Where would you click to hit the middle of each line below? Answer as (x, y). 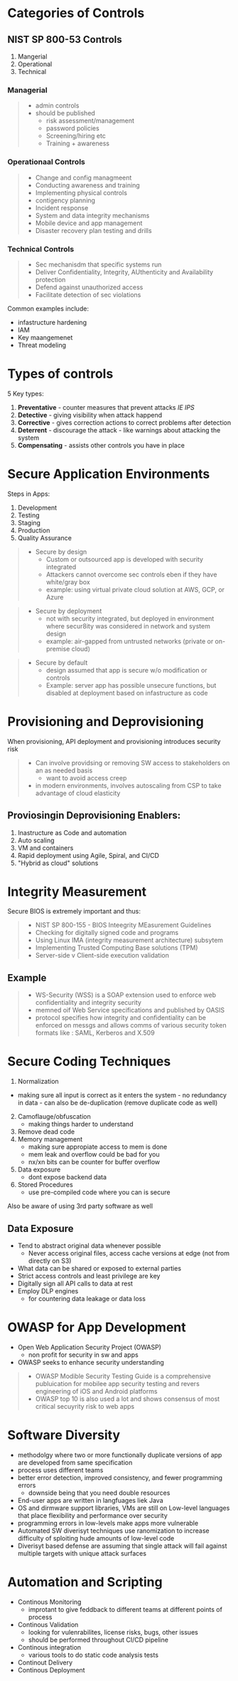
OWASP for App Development (97, 1328)
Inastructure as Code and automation (72, 832)
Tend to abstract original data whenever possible (89, 1246)
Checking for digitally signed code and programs (107, 933)
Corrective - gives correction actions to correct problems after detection (124, 423)
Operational (35, 64)
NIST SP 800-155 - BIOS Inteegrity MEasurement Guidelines (123, 925)
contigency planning (65, 200)
